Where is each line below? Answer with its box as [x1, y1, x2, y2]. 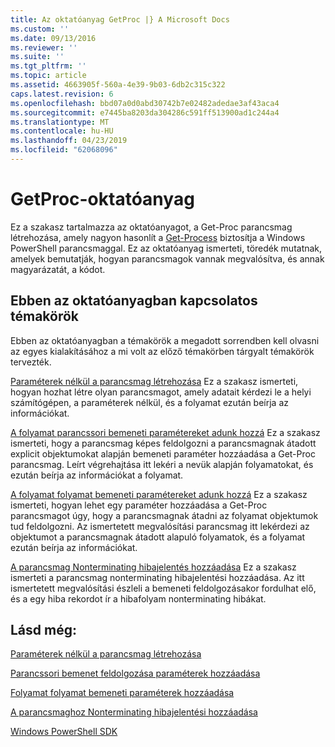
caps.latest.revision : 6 [10, 89, 114, 99]
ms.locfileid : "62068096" [10, 145, 118, 155]
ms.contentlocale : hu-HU [10, 126, 114, 136]
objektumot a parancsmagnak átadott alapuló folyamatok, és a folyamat [10, 531, 306, 543]
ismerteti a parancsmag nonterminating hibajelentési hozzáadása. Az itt [10, 571, 305, 583]
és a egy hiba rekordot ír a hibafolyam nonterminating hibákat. [10, 592, 267, 605]
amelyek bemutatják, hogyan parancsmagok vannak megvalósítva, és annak [10, 252, 325, 265]
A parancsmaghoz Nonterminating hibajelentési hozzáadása [10, 706, 258, 718]
